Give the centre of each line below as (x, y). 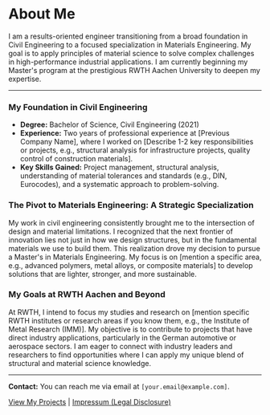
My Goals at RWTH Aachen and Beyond (87, 295)
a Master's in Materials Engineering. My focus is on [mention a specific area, (135, 257)
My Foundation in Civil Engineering (78, 107)
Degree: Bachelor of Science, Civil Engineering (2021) (109, 124)
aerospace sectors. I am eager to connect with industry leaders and (121, 346)
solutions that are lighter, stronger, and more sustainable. (102, 274)
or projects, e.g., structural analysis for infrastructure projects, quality (135, 150)
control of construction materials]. (76, 159)
